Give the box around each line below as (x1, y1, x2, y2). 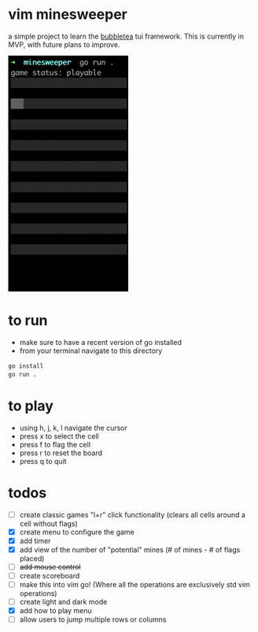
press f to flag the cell (19, 439, 91, 449)
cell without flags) (19, 519, 79, 528)
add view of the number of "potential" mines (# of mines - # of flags (19, 545, 241, 554)
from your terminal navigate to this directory (19, 346, 163, 355)
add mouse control (19, 562, 81, 571)
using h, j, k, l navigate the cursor (19, 423, 127, 432)
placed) (19, 553, 45, 563)
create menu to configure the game (19, 527, 135, 536)
